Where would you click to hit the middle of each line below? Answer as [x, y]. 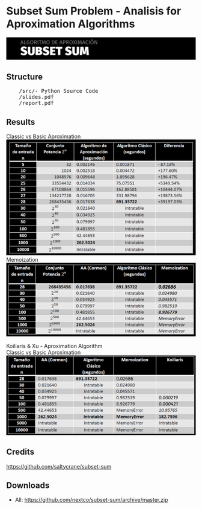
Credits [20, 452]
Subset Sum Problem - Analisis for [94, 11]
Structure [25, 77]
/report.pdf [36, 103]
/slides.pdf [36, 97]
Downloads [28, 485]
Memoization [23, 260]
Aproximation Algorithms [71, 24]
